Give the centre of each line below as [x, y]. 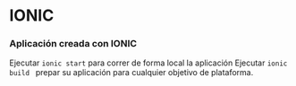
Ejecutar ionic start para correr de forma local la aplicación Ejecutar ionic [148, 63]
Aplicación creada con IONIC [73, 44]
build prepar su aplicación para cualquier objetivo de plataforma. [131, 73]
